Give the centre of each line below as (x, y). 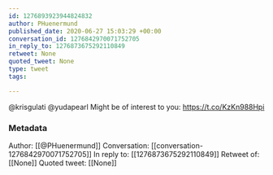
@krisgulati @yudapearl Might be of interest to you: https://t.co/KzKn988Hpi (136, 107)
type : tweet (28, 69)
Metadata (28, 128)
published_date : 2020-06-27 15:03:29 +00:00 (85, 31)
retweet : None (32, 54)
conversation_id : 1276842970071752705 (74, 39)
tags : (17, 77)
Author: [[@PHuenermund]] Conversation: (79, 145)
